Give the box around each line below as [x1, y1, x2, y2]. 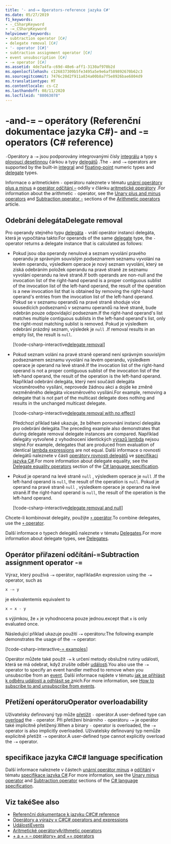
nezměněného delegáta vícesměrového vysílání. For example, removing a [12, 389, 166, 395]
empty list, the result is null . [12, 332, 72, 338]
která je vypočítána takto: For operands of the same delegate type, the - [5, 235, 156, 241]
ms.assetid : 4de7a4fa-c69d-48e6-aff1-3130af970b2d [5, 64, 115, 69]
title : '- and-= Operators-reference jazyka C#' [5, 7, 111, 13]
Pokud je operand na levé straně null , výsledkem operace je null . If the [12, 473, 165, 480]
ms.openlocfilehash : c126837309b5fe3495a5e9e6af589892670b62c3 [5, 69, 143, 75]
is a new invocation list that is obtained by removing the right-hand [12, 288, 153, 294]
